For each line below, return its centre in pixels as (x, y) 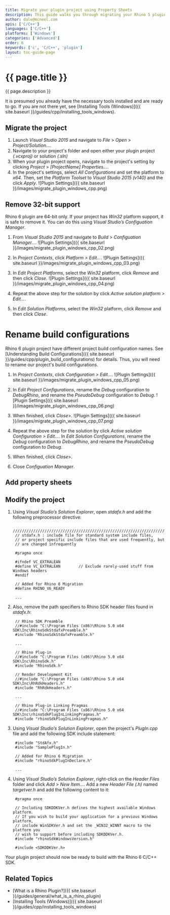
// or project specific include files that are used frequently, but (90, 540)
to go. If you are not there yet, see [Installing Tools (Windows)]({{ (73, 106)
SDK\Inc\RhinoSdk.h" (34, 661)
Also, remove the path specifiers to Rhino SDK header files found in (83, 607)
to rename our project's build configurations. (52, 365)
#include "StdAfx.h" (36, 743)
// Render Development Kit (43, 675)
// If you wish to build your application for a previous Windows (86, 817)
